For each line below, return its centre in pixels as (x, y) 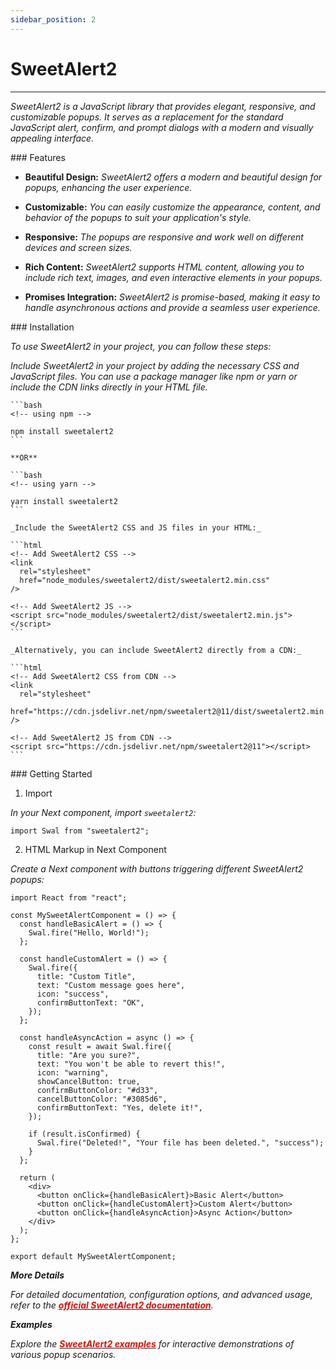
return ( (37, 1177)
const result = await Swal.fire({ (100, 1046)
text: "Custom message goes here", (111, 985)
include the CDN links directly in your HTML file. (109, 387)
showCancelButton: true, (88, 1081)
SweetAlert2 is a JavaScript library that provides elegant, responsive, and (163, 106)
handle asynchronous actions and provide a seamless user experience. (172, 307)
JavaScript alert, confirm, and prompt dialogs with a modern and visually (162, 127)
